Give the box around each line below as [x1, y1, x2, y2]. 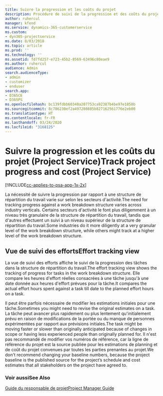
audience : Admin [5, 66, 38, 71]
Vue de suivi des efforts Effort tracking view [5, 247, 140, 255]
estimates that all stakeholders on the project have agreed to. [5, 362, 128, 368]
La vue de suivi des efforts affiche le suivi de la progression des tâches [5, 260, 147, 266]
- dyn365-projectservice [5, 34, 55, 39]
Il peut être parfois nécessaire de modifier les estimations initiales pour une [5, 300, 155, 306]
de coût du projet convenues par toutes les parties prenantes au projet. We [5, 347, 154, 353]
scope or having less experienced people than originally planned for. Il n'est [5, 331, 157, 337]
